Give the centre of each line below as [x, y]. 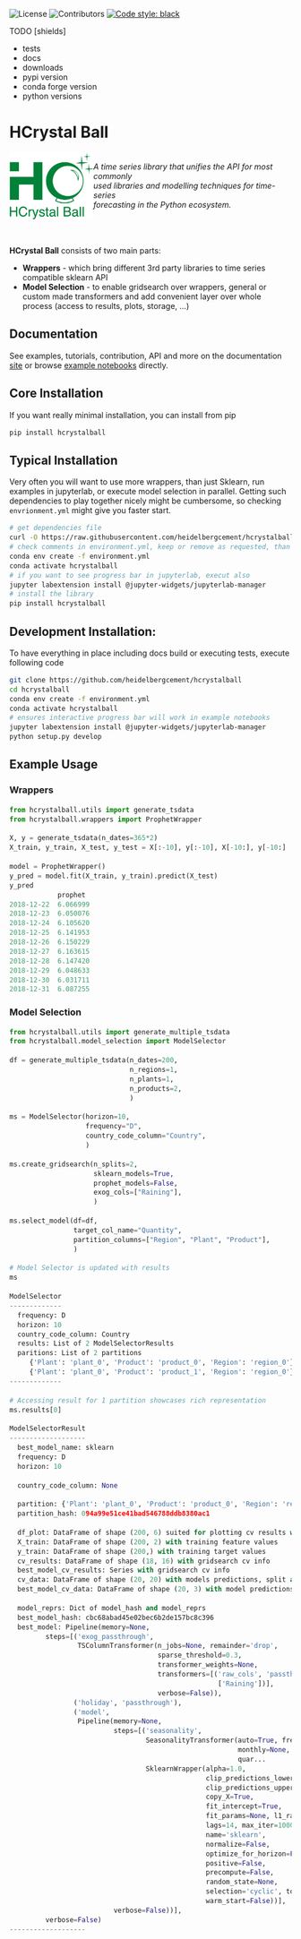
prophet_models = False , [136, 1183]
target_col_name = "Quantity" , [127, 1230]
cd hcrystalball [39, 690]
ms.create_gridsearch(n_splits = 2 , [74, 1164]
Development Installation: [83, 631]
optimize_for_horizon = [248, 1854]
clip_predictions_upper [250, 1788]
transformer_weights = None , [207, 1665]
